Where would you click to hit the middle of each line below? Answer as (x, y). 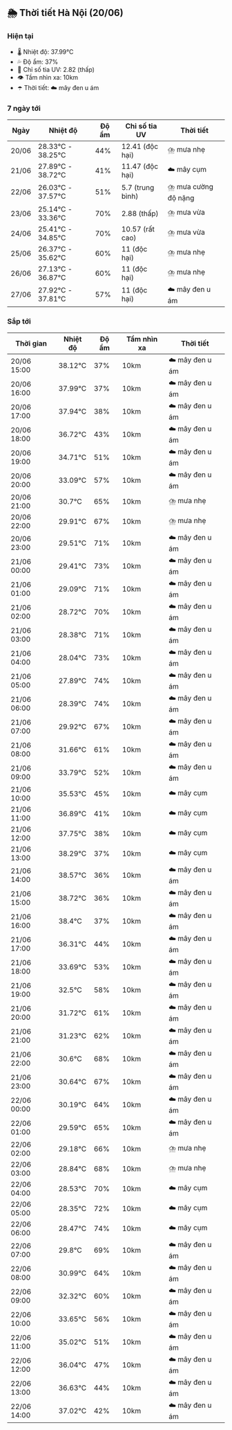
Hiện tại (20, 36)
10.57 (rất (138, 229)
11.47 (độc (140, 166)
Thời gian (31, 344)
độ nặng (181, 197)
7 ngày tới (24, 108)
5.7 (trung (138, 188)
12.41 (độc (140, 146)
